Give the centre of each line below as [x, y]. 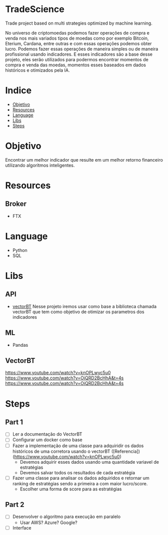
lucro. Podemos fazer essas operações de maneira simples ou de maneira [82, 49]
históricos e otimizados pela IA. [38, 70]
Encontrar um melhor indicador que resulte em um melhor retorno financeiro [84, 160]
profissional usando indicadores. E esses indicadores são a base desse [79, 54]
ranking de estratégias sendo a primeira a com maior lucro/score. [80, 483]
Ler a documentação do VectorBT [47, 434]
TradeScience [35, 9]
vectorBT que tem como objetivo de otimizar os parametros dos [78, 312]
